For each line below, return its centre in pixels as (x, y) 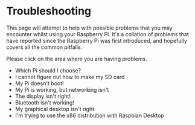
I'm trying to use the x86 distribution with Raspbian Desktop (89, 115)
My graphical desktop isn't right (55, 109)
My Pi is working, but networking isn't (62, 89)
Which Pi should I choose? (48, 70)
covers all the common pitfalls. (44, 47)
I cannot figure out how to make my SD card (70, 77)
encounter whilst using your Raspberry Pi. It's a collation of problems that (97, 34)
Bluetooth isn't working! (44, 102)
